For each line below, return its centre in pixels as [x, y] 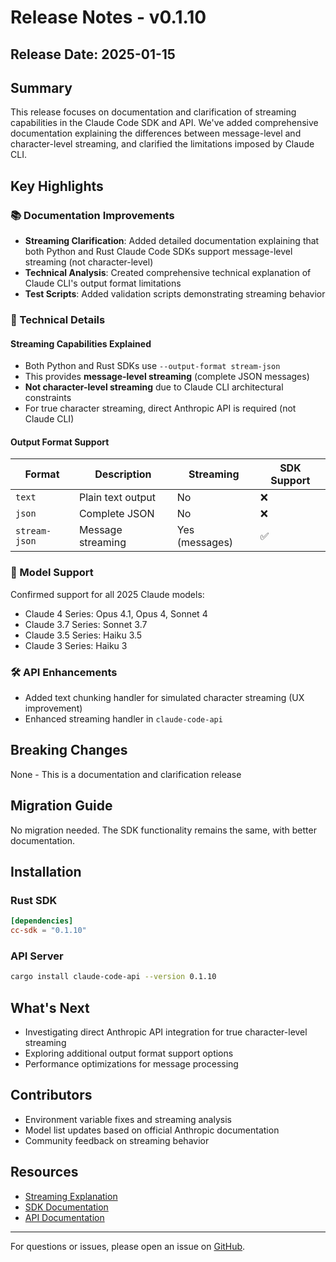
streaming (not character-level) [89, 262]
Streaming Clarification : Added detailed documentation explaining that [172, 241]
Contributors [51, 1095]
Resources [44, 1172]
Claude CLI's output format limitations [103, 283]
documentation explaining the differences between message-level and [156, 133]
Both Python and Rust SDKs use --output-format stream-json [152, 366]
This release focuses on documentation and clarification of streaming [153, 112]
